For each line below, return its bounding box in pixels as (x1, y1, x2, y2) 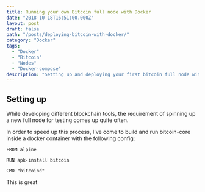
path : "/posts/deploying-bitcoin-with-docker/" (6, 32, 130, 38)
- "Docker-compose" (12, 65, 62, 72)
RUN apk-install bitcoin (6, 157, 70, 163)
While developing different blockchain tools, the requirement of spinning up (6, 110, 196, 118)
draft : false (6, 26, 40, 32)
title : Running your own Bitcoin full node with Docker (6, 9, 151, 15)
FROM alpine (6, 147, 37, 153)
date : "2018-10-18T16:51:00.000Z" (6, 15, 95, 21)
